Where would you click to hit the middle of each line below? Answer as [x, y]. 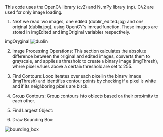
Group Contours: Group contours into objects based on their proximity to [85, 96]
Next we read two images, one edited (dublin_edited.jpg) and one [78, 22]
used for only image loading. [34, 12]
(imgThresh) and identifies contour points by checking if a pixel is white [84, 81]
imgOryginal [17, 41]
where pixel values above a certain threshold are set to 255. [72, 66]
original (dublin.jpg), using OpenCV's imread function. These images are [85, 27]
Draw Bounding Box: [33, 120]
